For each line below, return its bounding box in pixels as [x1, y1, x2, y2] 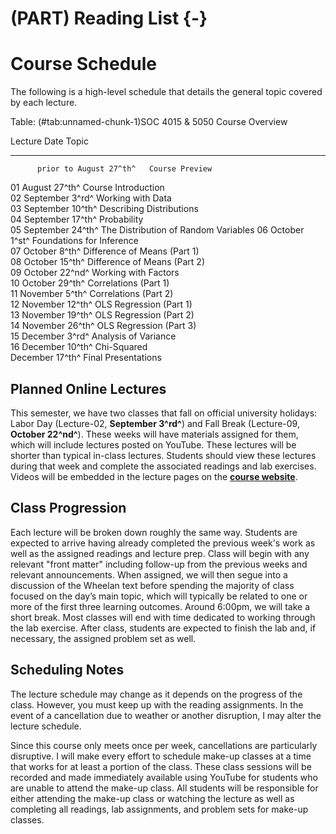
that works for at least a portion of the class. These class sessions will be [10, 760, 312, 772]
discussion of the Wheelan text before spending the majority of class [10, 579, 295, 591]
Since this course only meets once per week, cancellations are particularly [10, 739, 318, 751]
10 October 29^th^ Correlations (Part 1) [10, 277, 170, 289]
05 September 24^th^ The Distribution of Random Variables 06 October [10, 224, 305, 236]
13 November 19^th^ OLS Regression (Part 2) [10, 309, 195, 321]
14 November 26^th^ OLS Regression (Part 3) [10, 320, 197, 332]
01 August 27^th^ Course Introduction [10, 182, 165, 194]
